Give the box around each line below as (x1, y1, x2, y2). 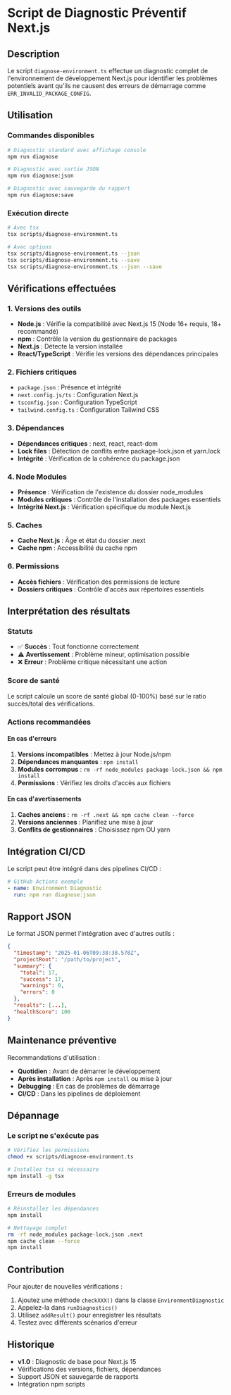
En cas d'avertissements (7, 794, 82, 803)
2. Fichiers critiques (7, 368, 77, 377)
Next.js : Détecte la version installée (17, 342, 123, 351)
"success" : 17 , (20, 975, 65, 983)
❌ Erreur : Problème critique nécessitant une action (17, 658, 168, 666)
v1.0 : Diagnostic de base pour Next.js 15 (17, 1357, 137, 1365)
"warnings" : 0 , (20, 982, 65, 989)
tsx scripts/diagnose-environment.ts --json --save (7, 263, 162, 270)
